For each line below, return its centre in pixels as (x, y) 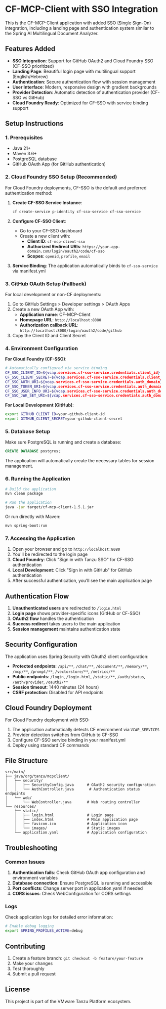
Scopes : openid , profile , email (59, 256)
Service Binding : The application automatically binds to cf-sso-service (85, 265)
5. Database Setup (28, 431)
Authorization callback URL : (49, 325)
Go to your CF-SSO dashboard (51, 230)
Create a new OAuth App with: (43, 309)
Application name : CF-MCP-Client (55, 314)
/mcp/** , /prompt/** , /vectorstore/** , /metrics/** (63, 671)
